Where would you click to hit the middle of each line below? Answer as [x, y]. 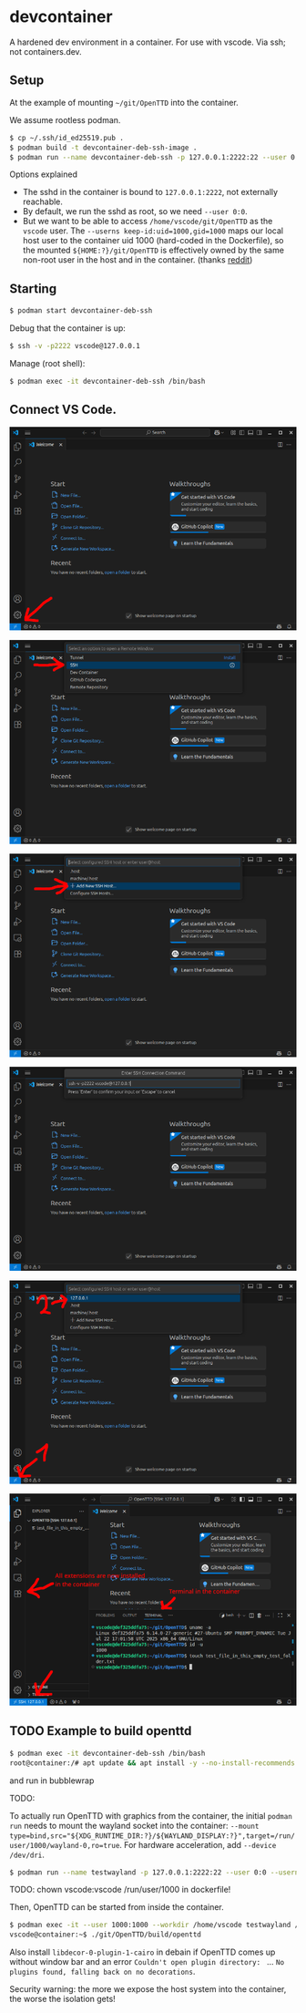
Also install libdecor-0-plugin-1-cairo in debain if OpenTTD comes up [143, 1952]
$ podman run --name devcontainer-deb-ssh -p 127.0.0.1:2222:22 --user [148, 157]
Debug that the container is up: [67, 328]
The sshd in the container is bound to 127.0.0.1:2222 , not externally [150, 192]
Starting [33, 289]
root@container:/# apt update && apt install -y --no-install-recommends [153, 1763]
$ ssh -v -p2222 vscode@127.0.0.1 [75, 346]
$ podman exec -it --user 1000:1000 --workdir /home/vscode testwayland [150, 1925]
